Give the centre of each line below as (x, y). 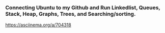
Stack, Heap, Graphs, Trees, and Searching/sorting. (71, 14)
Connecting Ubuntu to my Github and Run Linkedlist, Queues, (83, 8)
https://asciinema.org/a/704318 (38, 25)
